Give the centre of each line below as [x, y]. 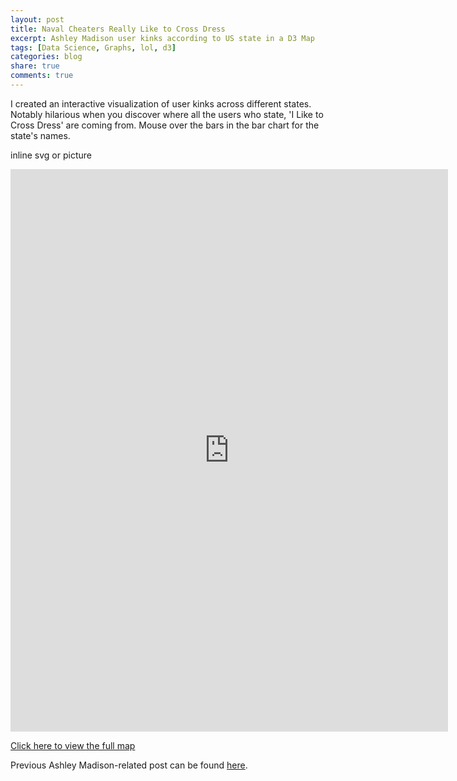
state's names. [40, 135]
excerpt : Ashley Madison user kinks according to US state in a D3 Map [162, 38]
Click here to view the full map [73, 745]
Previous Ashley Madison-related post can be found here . [129, 765]
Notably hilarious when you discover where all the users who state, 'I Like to [167, 114]
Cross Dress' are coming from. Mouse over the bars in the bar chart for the [165, 125]
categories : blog [46, 57]
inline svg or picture [51, 155]
